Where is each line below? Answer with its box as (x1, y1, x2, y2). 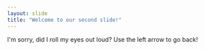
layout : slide (7, 10, 48, 17)
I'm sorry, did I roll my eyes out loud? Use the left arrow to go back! (7, 35, 198, 43)
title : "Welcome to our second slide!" (7, 16, 122, 23)
